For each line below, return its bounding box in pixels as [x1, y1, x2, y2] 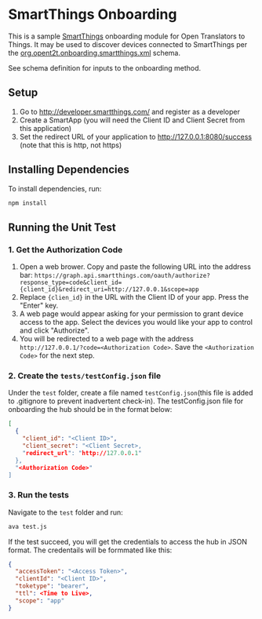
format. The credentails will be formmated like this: [8, 545, 173, 555]
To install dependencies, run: [8, 184, 102, 193]
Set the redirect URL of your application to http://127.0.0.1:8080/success [19, 132, 253, 141]
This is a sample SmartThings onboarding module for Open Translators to [8, 31, 246, 41]
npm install [8, 198, 47, 207]
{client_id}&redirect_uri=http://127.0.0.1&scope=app [19, 286, 199, 293]
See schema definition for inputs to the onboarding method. [8, 63, 202, 72]
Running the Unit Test [8, 220, 116, 234]
